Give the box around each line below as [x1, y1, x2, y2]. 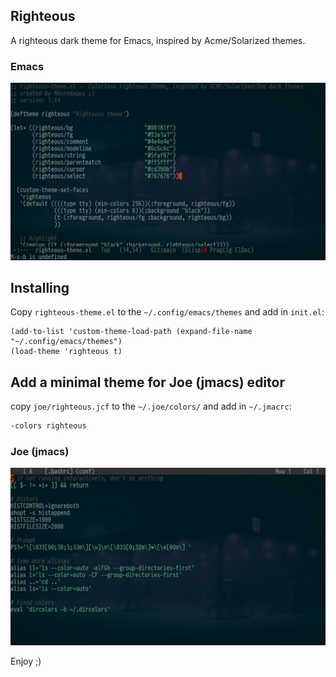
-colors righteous [10, 421, 87, 431]
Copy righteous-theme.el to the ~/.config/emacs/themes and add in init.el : [10, 306, 325, 318]
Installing [10, 280, 70, 296]
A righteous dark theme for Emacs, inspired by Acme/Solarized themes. [10, 34, 306, 46]
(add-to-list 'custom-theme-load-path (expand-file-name [10, 327, 253, 337]
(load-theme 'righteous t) [10, 347, 123, 357]
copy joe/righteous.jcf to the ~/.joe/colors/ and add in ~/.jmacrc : [10, 400, 292, 413]
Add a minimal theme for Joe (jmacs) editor [10, 374, 285, 391]
